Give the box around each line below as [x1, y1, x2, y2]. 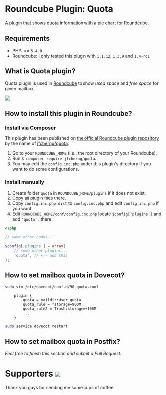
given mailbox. [5, 85, 35, 91]
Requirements [5, 34, 50, 43]
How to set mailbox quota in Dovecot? [5, 271, 125, 280]
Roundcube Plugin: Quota [5, 3, 113, 15]
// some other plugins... [14, 248, 68, 254]
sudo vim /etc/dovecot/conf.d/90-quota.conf [5, 284, 99, 289]
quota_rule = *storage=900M [23, 302, 81, 307]
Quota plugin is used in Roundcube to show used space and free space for [5, 80, 159, 86]
